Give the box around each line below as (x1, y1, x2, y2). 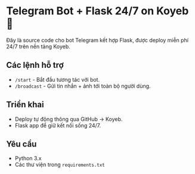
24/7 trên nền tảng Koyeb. (6, 43, 70, 50)
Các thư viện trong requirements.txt (14, 161, 106, 168)
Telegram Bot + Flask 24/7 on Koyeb (6, 4, 189, 18)
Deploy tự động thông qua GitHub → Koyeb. (14, 115, 123, 123)
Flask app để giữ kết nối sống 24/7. (14, 122, 101, 129)
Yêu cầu (6, 139, 37, 149)
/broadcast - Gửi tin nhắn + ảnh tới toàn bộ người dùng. (14, 82, 151, 89)
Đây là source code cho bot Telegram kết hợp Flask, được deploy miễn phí (6, 36, 189, 44)
